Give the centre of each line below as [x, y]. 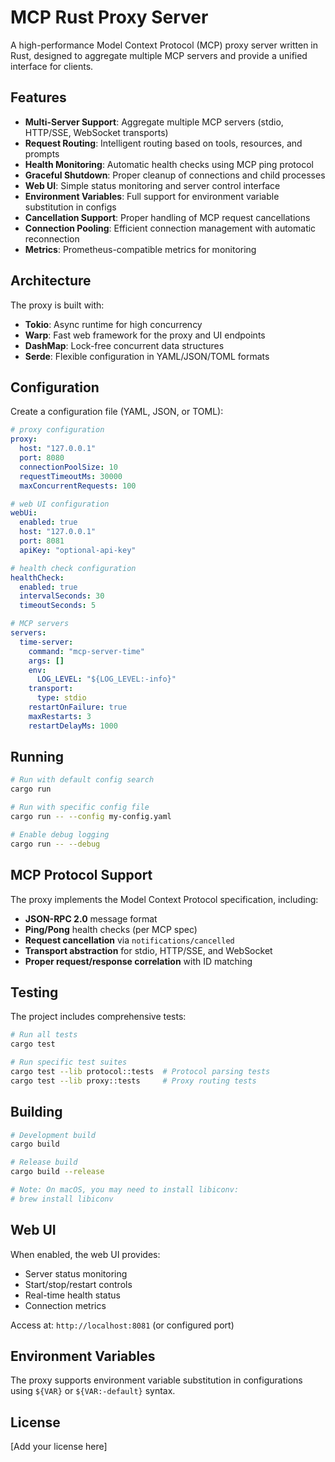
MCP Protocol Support [81, 875]
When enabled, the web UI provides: [85, 1254]
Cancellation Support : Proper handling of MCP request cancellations [167, 217]
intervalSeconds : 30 [62, 596]
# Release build [44, 1162]
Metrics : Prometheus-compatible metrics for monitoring [140, 249]
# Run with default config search [82, 780]
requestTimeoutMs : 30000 [71, 476]
